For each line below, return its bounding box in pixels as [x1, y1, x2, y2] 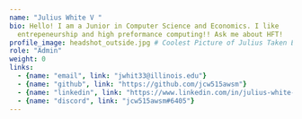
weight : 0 [9, 55, 47, 64]
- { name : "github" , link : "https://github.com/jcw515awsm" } [17, 80, 247, 89]
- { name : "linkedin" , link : [17, 88, 123, 97]
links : [9, 64, 34, 72]
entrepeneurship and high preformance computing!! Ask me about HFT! [17, 30, 283, 38]
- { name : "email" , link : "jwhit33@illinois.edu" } [17, 72, 207, 81]
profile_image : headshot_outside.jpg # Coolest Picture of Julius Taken [9, 38, 288, 47]
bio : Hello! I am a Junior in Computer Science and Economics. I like [9, 21, 280, 30]
